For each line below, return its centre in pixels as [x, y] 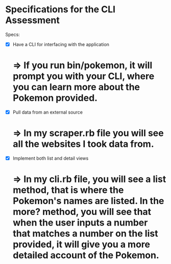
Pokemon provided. [55, 98]
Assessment [32, 20]
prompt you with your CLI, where [83, 76]
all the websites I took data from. [83, 144]
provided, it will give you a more [81, 245]
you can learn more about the [76, 87]
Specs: [13, 34]
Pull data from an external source [48, 112]
